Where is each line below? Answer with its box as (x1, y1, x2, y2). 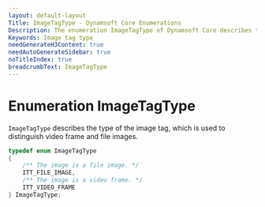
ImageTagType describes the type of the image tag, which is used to (8, 123, 226, 133)
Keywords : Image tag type (8, 33, 93, 42)
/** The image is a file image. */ (22, 161, 140, 170)
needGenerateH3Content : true (8, 41, 104, 49)
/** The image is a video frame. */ (22, 176, 144, 184)
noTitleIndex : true (8, 56, 73, 64)
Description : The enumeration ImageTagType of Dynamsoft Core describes (8, 26, 252, 34)
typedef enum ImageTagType (8, 147, 97, 155)
